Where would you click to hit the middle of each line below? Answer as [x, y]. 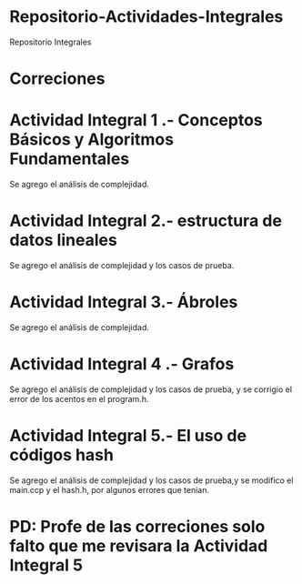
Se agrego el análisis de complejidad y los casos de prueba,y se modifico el [151, 480]
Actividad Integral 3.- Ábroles [124, 302]
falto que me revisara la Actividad [139, 546]
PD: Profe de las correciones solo [137, 527]
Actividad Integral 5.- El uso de [128, 436]
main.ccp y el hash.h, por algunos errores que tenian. [109, 489]
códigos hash [61, 455]
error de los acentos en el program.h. [79, 398]
